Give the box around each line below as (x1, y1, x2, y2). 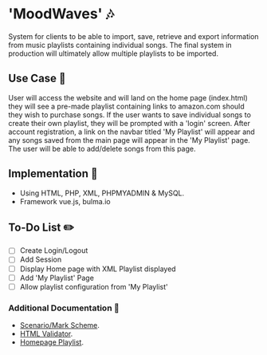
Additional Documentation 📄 (8, 302, 120, 314)
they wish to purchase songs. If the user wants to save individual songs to (8, 109, 251, 120)
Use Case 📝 (8, 72, 66, 85)
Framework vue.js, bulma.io (19, 196, 111, 206)
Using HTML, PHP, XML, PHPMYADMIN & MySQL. (19, 188, 185, 198)
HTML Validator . (19, 329, 73, 338)
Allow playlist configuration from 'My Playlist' (19, 282, 169, 291)
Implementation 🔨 (8, 167, 98, 180)
